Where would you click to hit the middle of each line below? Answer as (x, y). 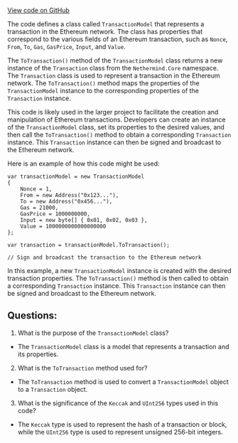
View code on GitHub (38, 10)
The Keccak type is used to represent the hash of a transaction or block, (122, 424)
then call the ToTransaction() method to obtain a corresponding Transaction (119, 135)
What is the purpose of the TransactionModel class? (93, 333)
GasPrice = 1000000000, (55, 214)
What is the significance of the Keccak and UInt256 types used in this (118, 403)
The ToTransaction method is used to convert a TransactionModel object (123, 381)
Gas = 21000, (39, 208)
